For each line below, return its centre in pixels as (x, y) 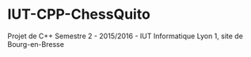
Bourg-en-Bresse (36, 44)
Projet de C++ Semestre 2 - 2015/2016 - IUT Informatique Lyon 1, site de (125, 36)
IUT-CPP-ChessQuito (79, 14)
